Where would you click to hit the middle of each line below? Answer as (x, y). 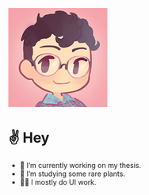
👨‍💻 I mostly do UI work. (58, 182)
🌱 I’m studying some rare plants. (72, 174)
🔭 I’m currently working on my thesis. (80, 165)
